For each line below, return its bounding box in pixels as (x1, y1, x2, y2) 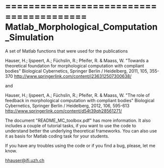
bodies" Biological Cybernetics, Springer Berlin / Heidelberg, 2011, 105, (5, 68, 149, 74)
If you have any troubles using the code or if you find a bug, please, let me (5, 142, 156, 148)
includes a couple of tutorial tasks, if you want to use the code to (5, 122, 137, 128)
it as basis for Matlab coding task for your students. (5, 133, 109, 139)
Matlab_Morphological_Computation (5, 22, 158, 32)
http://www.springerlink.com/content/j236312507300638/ (14, 73, 132, 79)
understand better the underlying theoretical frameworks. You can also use (5, 128, 157, 134)
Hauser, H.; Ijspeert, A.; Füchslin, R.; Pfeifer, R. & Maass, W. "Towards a (5, 57, 149, 63)
